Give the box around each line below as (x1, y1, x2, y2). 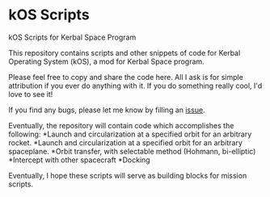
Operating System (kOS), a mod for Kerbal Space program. (8, 57, 205, 66)
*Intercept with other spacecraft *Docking (8, 155, 151, 165)
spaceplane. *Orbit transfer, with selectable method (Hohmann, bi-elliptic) (8, 146, 256, 156)
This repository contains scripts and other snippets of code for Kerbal (8, 48, 241, 57)
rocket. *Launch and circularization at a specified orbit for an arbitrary (8, 137, 243, 147)
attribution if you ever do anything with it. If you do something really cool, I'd (8, 81, 263, 90)
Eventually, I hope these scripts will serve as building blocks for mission (8, 170, 247, 180)
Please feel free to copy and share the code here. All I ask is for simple (8, 72, 244, 82)
